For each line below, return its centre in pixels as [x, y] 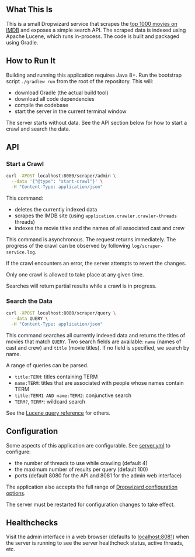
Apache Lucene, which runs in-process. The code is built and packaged [93, 36]
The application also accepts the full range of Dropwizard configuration [92, 487]
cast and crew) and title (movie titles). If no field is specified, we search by [98, 347]
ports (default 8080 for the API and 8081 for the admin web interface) [98, 475]
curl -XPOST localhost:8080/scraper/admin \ [61, 176]
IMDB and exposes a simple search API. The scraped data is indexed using [96, 30]
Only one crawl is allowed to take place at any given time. [75, 274]
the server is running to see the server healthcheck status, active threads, [95, 543]
